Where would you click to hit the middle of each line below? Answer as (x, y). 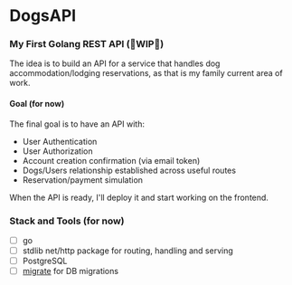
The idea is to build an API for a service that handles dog (115, 63)
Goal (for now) (37, 104)
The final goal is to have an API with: (77, 124)
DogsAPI (43, 16)
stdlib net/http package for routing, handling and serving (127, 251)
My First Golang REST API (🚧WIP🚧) (87, 44)
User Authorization (57, 151)
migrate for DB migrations (71, 271)
